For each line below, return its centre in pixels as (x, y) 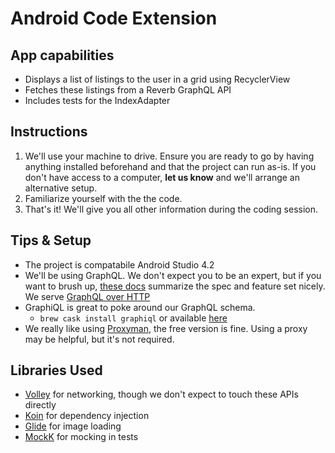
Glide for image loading (73, 426)
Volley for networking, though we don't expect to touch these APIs (161, 394)
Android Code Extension (114, 18)
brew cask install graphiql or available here (133, 318)
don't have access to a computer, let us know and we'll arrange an (162, 177)
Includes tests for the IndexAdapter (97, 100)
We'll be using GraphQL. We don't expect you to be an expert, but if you (173, 275)
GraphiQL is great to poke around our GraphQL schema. (140, 307)
